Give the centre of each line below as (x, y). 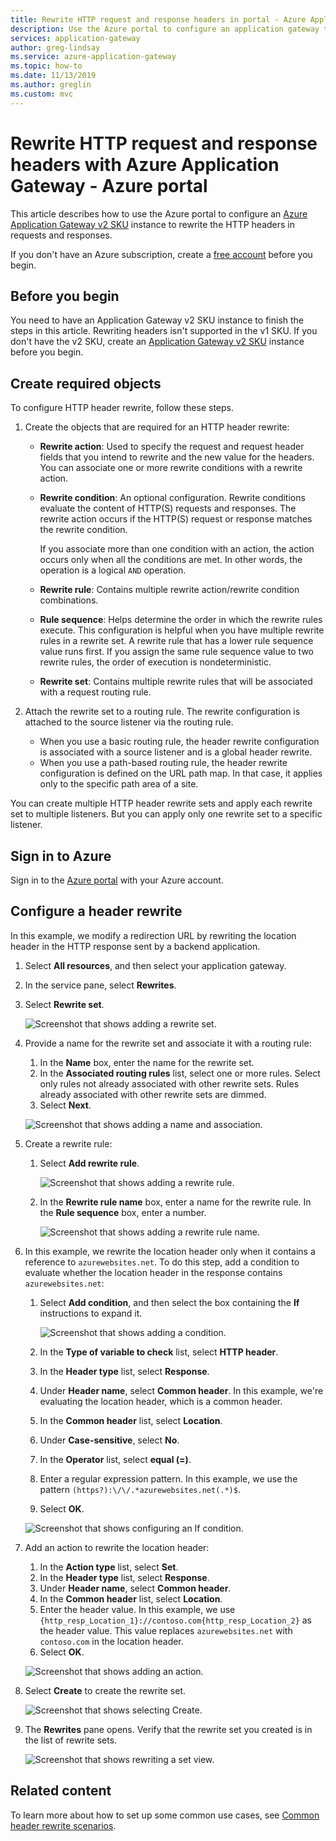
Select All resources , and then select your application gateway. (155, 965)
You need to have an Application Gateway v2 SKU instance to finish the (157, 320)
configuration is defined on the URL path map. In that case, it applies (181, 773)
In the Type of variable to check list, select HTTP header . (159, 1352)
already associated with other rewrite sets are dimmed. (153, 1094)
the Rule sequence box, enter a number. (123, 1212)
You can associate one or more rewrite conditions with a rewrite (171, 468)
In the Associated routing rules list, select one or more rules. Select (180, 1073)
